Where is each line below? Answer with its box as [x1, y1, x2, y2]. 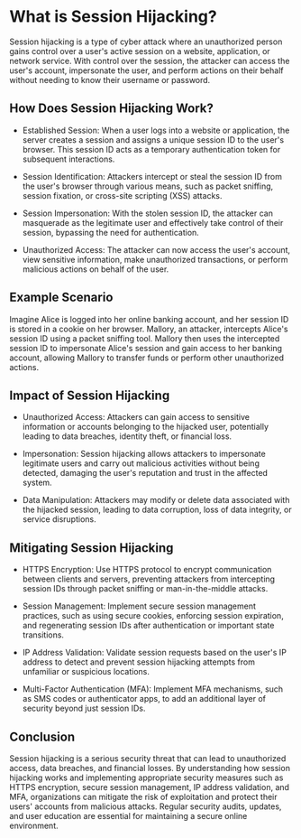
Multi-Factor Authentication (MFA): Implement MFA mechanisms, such [22, 684, 284, 694]
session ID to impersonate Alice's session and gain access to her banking [9, 342, 282, 353]
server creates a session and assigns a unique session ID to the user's [22, 134, 285, 145]
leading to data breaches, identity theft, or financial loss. [22, 431, 233, 442]
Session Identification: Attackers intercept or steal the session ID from [22, 171, 282, 182]
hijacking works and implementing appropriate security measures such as [9, 772, 284, 783]
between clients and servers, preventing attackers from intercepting [22, 573, 276, 584]
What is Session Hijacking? [9, 6, 218, 27]
